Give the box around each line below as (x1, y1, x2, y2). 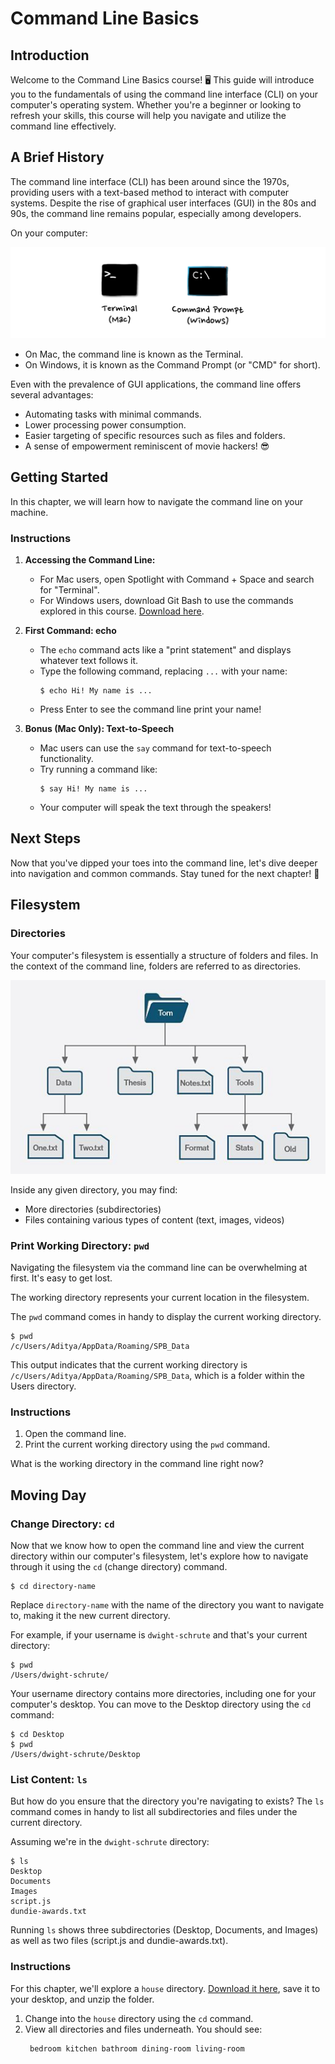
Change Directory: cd (10, 1517, 115, 1531)
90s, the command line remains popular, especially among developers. (10, 207, 302, 219)
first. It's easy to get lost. (10, 1272, 113, 1284)
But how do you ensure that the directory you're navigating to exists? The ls (10, 1795, 325, 1807)
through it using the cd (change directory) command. (10, 1561, 228, 1573)
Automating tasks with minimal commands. (24, 408, 202, 420)
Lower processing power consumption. (24, 418, 187, 431)
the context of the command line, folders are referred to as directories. (10, 960, 302, 972)
